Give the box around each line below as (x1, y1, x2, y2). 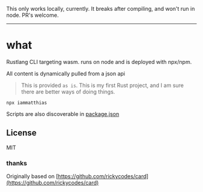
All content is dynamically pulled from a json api (6, 69, 126, 77)
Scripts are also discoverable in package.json (6, 110, 120, 117)
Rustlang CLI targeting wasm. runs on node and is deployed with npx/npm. (6, 58, 192, 65)
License (6, 128, 37, 138)
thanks (6, 159, 27, 167)
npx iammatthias (6, 100, 47, 106)
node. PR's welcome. (6, 11, 59, 19)
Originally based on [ (6, 173, 59, 180)
